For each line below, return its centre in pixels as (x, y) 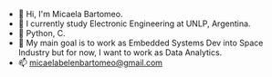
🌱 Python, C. (42, 33)
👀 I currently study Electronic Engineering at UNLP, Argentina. (134, 24)
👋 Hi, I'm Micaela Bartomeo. (70, 14)
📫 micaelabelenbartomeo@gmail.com (90, 63)
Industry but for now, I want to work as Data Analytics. (120, 53)
